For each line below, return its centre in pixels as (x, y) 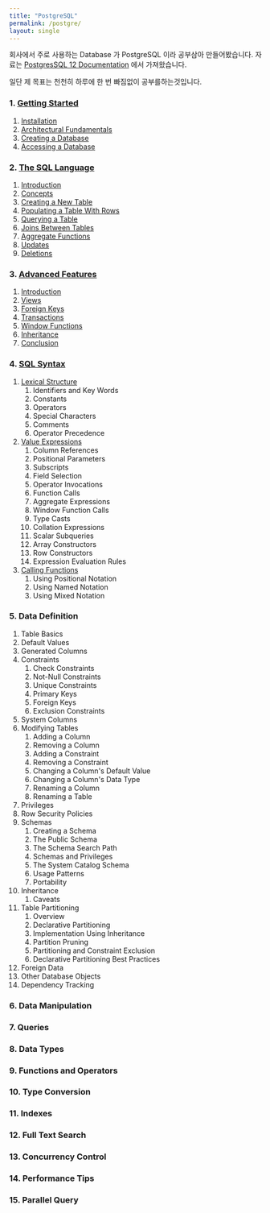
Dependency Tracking (57, 984)
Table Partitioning (50, 908)
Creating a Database (55, 138)
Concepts (37, 193)
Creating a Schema (65, 830)
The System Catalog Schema (81, 865)
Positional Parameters (69, 458)
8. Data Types (37, 1049)
